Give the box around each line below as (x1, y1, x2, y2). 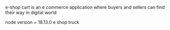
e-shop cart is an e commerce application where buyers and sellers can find (5, 4, 165, 10)
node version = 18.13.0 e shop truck (5, 19, 80, 25)
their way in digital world (5, 9, 57, 15)
